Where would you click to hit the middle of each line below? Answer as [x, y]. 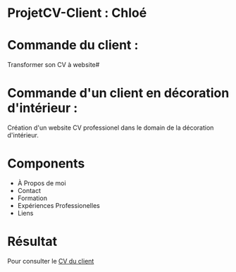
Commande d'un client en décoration [118, 93]
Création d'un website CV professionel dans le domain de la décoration [111, 128]
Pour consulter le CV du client [51, 261]
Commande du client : [73, 45]
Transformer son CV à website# [54, 65]
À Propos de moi [42, 183]
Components [46, 164]
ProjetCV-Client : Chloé [77, 13]
